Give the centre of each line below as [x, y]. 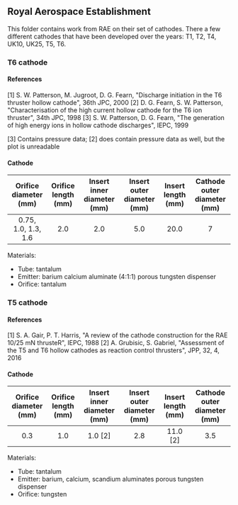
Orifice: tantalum [42, 284]
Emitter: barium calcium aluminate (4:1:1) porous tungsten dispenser [117, 277]
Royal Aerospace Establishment [79, 12]
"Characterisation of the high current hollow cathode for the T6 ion [105, 110]
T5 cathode [28, 303]
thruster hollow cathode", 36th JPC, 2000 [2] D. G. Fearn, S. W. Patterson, [115, 102]
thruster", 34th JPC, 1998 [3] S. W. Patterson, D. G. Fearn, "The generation [116, 117]
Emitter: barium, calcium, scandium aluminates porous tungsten [110, 479]
